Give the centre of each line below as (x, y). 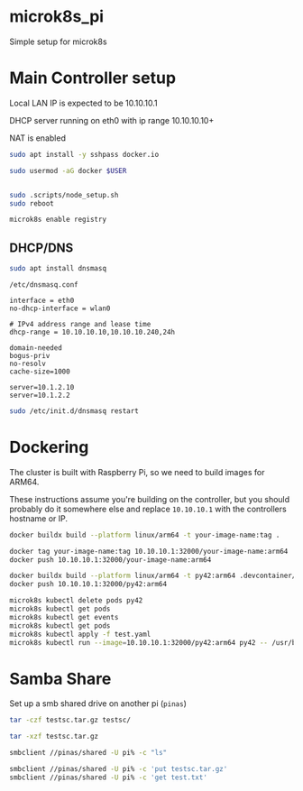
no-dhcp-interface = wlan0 (60, 308)
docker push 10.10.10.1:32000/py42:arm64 (88, 584)
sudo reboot (32, 203)
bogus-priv (30, 355)
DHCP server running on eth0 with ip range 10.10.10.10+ (112, 120)
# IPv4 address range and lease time (80, 324)
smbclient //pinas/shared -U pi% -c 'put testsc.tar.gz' (119, 768)
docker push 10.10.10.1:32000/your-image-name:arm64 (110, 560)
